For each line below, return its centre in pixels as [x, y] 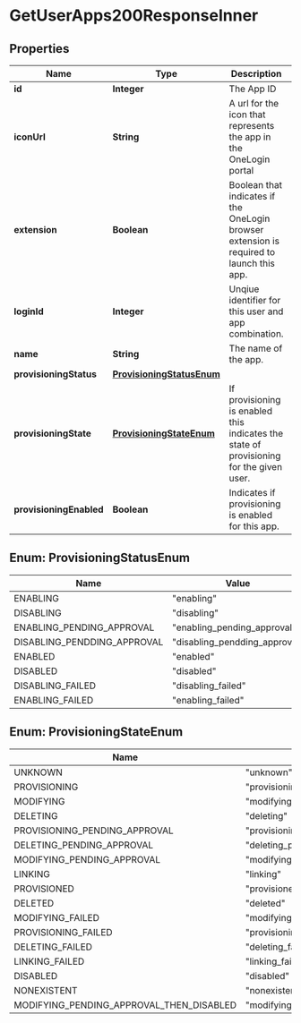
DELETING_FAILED [53, 947]
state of [245, 444]
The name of [256, 348]
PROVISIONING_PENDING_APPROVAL [94, 831]
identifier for [255, 300]
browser [246, 230]
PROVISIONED [44, 889]
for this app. [254, 526]
